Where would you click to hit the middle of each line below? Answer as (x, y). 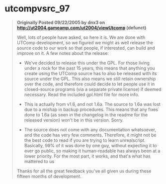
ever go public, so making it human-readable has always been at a (92, 151)
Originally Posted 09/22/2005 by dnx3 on (61, 22)
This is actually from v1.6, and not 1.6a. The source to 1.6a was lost (92, 104)
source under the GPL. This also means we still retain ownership (90, 79)
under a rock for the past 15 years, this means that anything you (89, 68)
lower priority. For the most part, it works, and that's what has (87, 156)
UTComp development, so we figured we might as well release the (85, 42)
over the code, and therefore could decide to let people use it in (89, 84)
